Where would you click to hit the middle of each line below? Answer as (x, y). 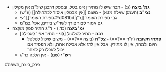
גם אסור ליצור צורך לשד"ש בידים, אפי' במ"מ (61, 23)
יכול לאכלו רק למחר (45, 49)
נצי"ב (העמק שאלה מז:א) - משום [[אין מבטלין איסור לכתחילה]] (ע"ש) (85, 12)
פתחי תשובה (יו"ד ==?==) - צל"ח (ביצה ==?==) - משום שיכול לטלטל (94, 39)
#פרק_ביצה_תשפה (23, 64)
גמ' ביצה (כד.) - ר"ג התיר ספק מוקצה (48, 28)
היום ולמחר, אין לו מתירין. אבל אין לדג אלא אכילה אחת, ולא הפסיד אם (92, 44)
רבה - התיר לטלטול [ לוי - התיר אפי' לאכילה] (62, 34)
